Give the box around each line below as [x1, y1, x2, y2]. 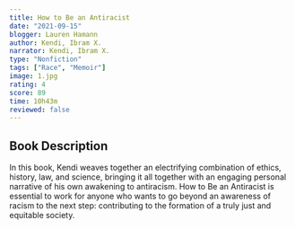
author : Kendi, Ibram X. [9, 38, 102, 48]
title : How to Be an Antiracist [9, 13, 130, 22]
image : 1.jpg [9, 72, 58, 81]
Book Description [9, 138, 108, 154]
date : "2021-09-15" [9, 22, 82, 31]
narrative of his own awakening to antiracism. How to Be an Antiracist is [9, 181, 275, 192]
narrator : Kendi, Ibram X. [9, 47, 110, 56]
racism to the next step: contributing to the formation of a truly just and [9, 200, 272, 211]
